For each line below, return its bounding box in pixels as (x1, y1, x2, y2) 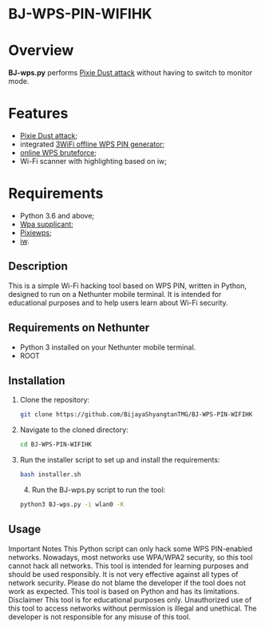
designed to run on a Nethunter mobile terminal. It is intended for (8, 289, 222, 298)
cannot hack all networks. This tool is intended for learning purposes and (8, 561, 249, 571)
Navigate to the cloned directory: (19, 425, 129, 435)
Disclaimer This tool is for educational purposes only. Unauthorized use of (8, 595, 252, 604)
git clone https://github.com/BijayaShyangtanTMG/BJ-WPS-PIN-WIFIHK (19, 411, 253, 419)
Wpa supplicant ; (19, 219, 74, 229)
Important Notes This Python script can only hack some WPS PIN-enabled (8, 543, 253, 553)
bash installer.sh (19, 471, 81, 479)
